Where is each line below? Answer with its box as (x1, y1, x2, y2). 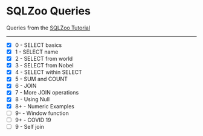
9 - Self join (14, 123, 44, 130)
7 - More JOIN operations (14, 89, 79, 96)
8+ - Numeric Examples (14, 102, 74, 110)
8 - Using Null (14, 96, 50, 103)
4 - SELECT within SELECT (14, 69, 83, 76)
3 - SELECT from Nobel (14, 62, 74, 69)
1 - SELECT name (14, 48, 59, 55)
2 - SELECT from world (14, 55, 73, 63)
